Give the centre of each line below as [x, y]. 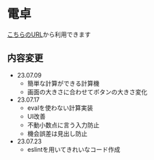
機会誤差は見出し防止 [57, 133]
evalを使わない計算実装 [60, 108]
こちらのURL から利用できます [49, 34]
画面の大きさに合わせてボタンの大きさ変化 [87, 92]
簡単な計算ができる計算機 [63, 83]
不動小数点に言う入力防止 [63, 125]
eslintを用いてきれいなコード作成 [74, 149]
